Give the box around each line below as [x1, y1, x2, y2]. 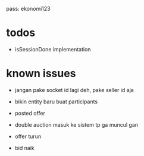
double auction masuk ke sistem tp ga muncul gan [14, 121, 139, 128]
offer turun [14, 133, 42, 140]
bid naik [14, 144, 35, 151]
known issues [6, 67, 76, 80]
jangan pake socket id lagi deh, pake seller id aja [14, 86, 134, 93]
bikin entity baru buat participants [14, 98, 98, 105]
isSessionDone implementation [14, 45, 91, 53]
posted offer [14, 109, 46, 117]
